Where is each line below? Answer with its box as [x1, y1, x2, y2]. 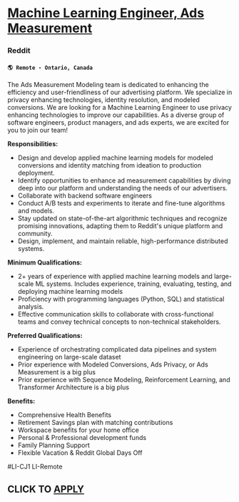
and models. [17, 207, 55, 215]
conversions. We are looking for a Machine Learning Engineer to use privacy [7, 103, 232, 112]
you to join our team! [7, 126, 68, 135]
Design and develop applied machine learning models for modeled [17, 153, 213, 162]
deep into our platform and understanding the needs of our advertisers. [17, 184, 228, 193]
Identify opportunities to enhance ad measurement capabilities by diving [17, 176, 231, 185]
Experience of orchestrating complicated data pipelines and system [17, 345, 217, 354]
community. [17, 230, 53, 238]
